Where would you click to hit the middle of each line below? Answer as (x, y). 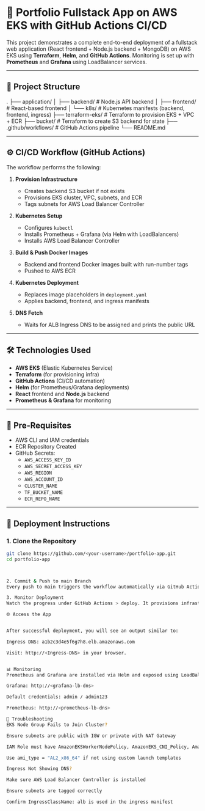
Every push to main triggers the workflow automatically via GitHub (95, 587)
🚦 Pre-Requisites (39, 425)
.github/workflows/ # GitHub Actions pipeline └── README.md (86, 127)
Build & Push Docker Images (52, 252)
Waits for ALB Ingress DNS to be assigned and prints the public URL (110, 325)
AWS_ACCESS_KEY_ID (48, 460)
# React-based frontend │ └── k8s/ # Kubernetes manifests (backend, (95, 108)
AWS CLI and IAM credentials (52, 440)
